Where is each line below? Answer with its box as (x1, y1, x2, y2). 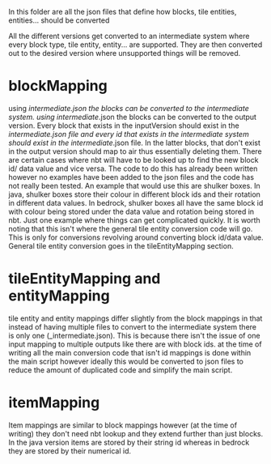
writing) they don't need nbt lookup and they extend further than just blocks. (8, 428, 264, 438)
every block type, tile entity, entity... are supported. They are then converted (8, 40, 263, 49)
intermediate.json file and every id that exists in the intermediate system (8, 129, 249, 138)
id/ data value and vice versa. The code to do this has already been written (8, 164, 258, 173)
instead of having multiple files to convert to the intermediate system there (8, 321, 257, 331)
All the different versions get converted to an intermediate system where (8, 32, 250, 40)
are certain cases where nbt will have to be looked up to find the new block (8, 155, 259, 164)
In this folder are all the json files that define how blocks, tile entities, (8, 7, 237, 16)
